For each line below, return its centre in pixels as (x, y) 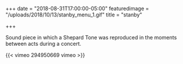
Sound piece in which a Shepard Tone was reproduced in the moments (91, 37)
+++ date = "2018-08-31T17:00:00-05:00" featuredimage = (77, 9)
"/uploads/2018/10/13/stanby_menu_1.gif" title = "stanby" (74, 15)
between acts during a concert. (43, 44)
